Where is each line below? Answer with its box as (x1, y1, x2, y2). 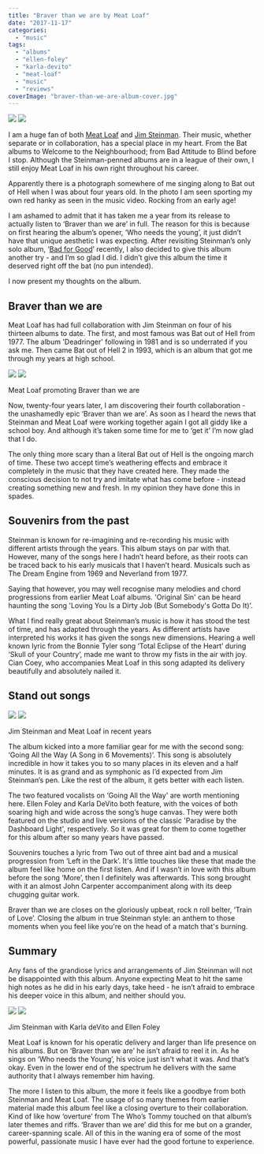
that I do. (8, 435, 37, 444)
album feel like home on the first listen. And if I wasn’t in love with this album (8, 865, 256, 874)
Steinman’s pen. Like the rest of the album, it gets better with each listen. (8, 775, 244, 785)
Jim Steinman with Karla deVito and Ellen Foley (8, 1022, 161, 1032)
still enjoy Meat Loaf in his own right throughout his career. (8, 163, 199, 174)
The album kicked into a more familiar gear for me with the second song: (8, 741, 244, 751)
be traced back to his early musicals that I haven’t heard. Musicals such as (8, 560, 251, 570)
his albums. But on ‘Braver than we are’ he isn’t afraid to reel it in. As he (8, 1046, 240, 1055)
